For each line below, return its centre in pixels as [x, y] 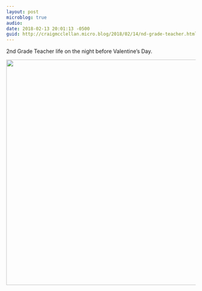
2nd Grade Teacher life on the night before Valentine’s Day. [79, 51]
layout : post [23, 12]
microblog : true [26, 17]
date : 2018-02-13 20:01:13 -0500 [48, 29]
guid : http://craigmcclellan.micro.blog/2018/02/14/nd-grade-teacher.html [102, 34]
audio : [14, 23]
